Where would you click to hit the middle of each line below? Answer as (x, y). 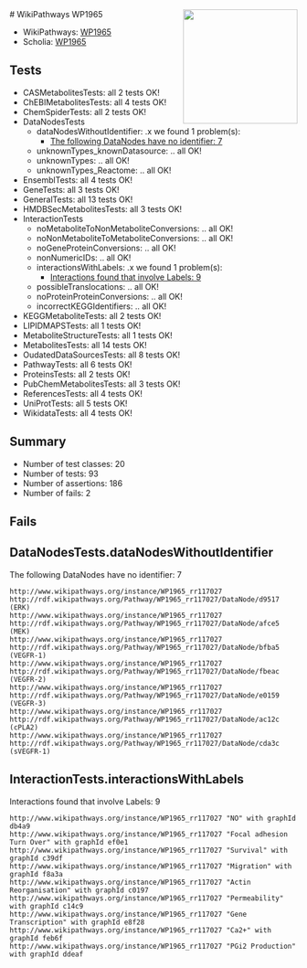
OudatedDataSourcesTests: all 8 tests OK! (101, 355)
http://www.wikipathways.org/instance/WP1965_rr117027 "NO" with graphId (153, 818)
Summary (38, 442)
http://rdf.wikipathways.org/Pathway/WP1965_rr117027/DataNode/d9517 (145, 599)
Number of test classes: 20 (74, 463)
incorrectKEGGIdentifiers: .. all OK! (101, 306)
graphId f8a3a (37, 874)
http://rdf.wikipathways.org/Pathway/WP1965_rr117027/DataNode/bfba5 (145, 647)
